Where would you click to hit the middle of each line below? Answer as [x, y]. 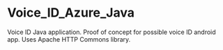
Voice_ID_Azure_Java [71, 13]
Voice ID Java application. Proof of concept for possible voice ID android [111, 32]
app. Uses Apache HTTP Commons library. [69, 39]
